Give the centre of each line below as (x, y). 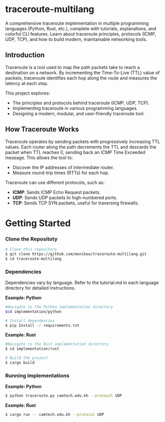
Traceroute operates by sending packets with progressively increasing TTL (83, 142)
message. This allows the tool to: (39, 158)
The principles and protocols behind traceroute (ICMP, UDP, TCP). (81, 103)
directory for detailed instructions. (40, 288)
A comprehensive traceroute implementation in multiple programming (77, 23)
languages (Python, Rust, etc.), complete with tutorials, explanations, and (81, 28)
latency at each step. (27, 83)
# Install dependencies (30, 321)
